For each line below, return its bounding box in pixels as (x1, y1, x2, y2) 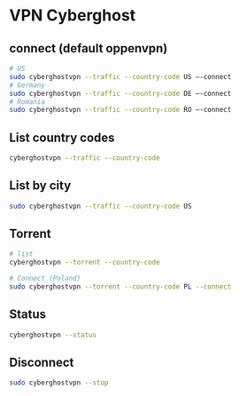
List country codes (9, 130, 115, 145)
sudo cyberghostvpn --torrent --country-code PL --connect (9, 282, 232, 291)
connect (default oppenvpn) (9, 41, 168, 56)
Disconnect (9, 355, 74, 370)
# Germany (9, 81, 46, 90)
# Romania (9, 97, 46, 107)
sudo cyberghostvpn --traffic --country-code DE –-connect (9, 89, 232, 98)
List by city (9, 178, 72, 194)
